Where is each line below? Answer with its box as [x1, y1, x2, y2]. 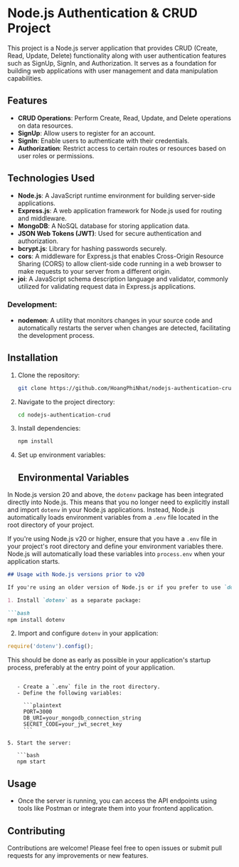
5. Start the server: [7, 739, 72, 747]
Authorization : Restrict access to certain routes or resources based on [17, 144, 226, 153]
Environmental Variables [17, 471, 129, 483]
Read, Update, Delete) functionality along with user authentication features [7, 51, 226, 60]
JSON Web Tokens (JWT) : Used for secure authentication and [17, 229, 202, 237]
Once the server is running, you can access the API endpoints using [17, 796, 217, 805]
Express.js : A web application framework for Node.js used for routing [17, 206, 223, 215]
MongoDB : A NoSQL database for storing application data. [17, 221, 190, 230]
